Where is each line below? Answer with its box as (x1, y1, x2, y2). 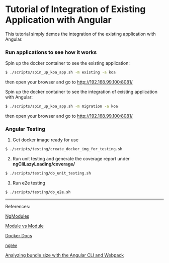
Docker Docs (5, 232, 33, 238)
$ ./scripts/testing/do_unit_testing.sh (5, 171, 92, 176)
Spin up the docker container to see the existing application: (5, 60, 130, 66)
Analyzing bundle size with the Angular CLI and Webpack (5, 252, 124, 258)
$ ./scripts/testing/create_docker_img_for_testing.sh (5, 147, 123, 152)
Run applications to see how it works (5, 49, 97, 56)
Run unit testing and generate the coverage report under (12, 156, 130, 162)
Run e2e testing (12, 180, 45, 186)
